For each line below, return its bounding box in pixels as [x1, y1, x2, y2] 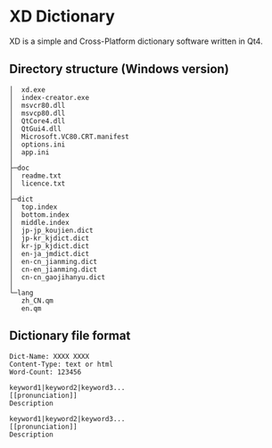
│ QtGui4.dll [9, 124, 62, 133]
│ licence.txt [9, 178, 66, 188]
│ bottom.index [9, 210, 70, 220]
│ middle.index [9, 218, 70, 227]
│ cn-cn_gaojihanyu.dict [9, 272, 105, 282]
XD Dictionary [9, 6, 116, 27]
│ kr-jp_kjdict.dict [9, 241, 90, 251]
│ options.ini [9, 140, 66, 149]
